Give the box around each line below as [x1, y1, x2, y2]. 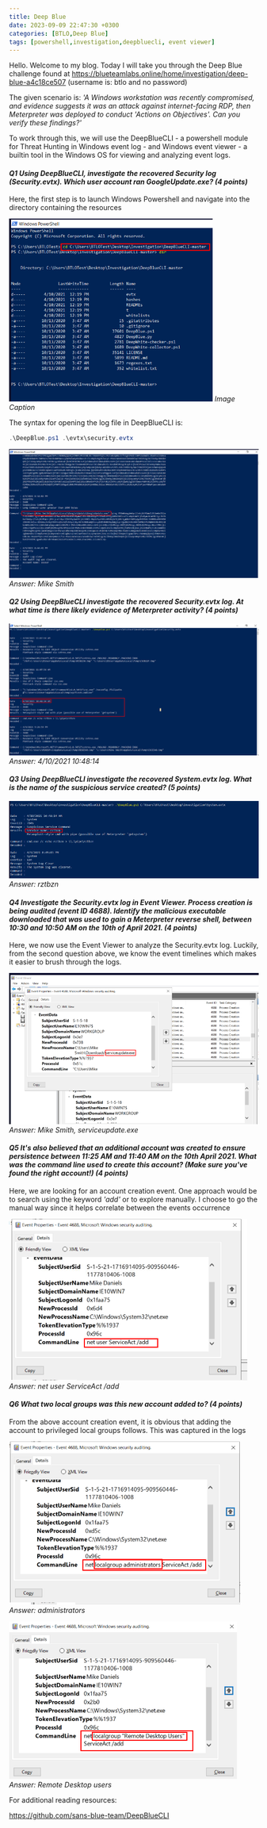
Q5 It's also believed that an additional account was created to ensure [9, 1143, 246, 1153]
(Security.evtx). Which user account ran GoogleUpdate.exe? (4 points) [9, 177, 248, 186]
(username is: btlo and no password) [67, 78, 188, 87]
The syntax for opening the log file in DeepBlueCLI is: [9, 418, 183, 427]
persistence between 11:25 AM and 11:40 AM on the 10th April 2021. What [9, 1152, 257, 1161]
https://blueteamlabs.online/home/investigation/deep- [71, 69, 249, 79]
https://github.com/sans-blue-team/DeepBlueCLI [9, 1811, 170, 1820]
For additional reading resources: [9, 1795, 117, 1804]
